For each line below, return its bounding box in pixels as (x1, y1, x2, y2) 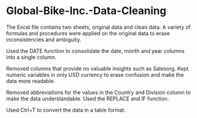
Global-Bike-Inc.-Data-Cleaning (6, 4, 167, 18)
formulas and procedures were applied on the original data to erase (6, 29, 170, 36)
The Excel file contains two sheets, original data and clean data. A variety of (6, 23, 191, 31)
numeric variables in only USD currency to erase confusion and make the (6, 71, 184, 78)
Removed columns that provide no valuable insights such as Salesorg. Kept (6, 65, 189, 72)
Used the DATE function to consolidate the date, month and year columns (6, 47, 185, 54)
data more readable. (6, 77, 55, 85)
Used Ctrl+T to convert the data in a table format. (6, 106, 126, 113)
